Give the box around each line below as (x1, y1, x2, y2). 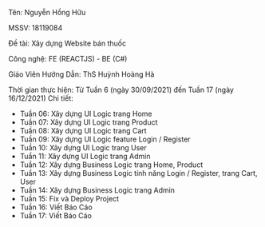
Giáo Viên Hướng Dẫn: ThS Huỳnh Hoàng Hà (8, 70, 155, 79)
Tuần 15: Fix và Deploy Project (19, 194, 120, 203)
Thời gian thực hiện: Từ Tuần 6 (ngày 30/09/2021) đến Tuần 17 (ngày (8, 85, 234, 94)
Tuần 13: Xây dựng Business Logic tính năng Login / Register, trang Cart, (19, 169, 258, 177)
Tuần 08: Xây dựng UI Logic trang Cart (19, 126, 147, 135)
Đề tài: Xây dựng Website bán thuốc (8, 38, 126, 48)
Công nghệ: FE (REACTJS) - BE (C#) (8, 54, 128, 63)
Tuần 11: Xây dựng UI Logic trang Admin (19, 152, 151, 161)
